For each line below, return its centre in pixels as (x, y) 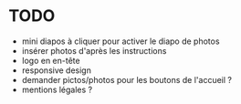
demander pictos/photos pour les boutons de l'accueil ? (126, 79)
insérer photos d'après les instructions (94, 50)
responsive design (57, 70)
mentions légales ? (57, 89)
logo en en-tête (51, 60)
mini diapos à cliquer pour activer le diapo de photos (120, 41)
